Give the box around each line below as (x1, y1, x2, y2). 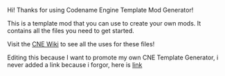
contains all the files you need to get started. (7, 27, 135, 35)
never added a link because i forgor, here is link (7, 61, 143, 68)
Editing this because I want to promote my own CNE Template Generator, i (7, 53, 219, 61)
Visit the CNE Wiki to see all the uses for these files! (7, 40, 155, 48)
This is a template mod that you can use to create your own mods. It (7, 19, 201, 27)
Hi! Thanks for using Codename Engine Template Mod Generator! (7, 6, 194, 14)
